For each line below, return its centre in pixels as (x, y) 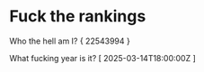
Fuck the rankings (78, 16)
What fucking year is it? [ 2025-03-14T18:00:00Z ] (102, 58)
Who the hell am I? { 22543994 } (70, 41)
